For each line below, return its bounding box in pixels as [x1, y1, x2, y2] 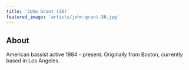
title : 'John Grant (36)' [6, 8, 69, 15]
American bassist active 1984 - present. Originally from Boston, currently [6, 51, 184, 58]
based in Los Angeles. [6, 57, 60, 64]
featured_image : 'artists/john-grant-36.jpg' [6, 14, 120, 20]
